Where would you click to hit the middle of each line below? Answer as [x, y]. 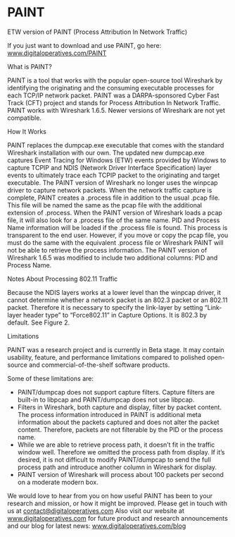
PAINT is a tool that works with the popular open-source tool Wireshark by [115, 80]
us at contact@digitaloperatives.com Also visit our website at [96, 511]
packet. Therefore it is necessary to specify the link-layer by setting [105, 307]
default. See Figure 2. [39, 322]
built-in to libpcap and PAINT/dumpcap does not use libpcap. [106, 399]
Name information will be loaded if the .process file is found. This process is [118, 227]
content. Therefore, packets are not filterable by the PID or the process [120, 429]
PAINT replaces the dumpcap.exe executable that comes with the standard [116, 145]
